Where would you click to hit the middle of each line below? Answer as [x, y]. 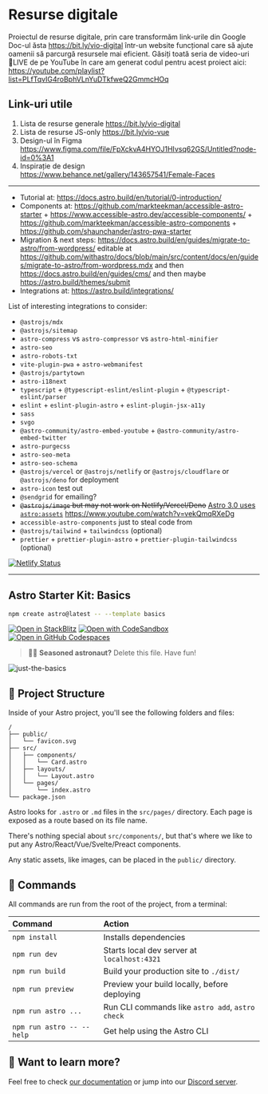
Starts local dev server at [150, 950]
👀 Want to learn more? [65, 1062]
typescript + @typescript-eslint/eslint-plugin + [102, 389]
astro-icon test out [51, 488]
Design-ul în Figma [51, 140]
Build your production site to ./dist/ [171, 971]
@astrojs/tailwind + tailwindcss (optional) [91, 530]
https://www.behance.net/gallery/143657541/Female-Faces [117, 174]
